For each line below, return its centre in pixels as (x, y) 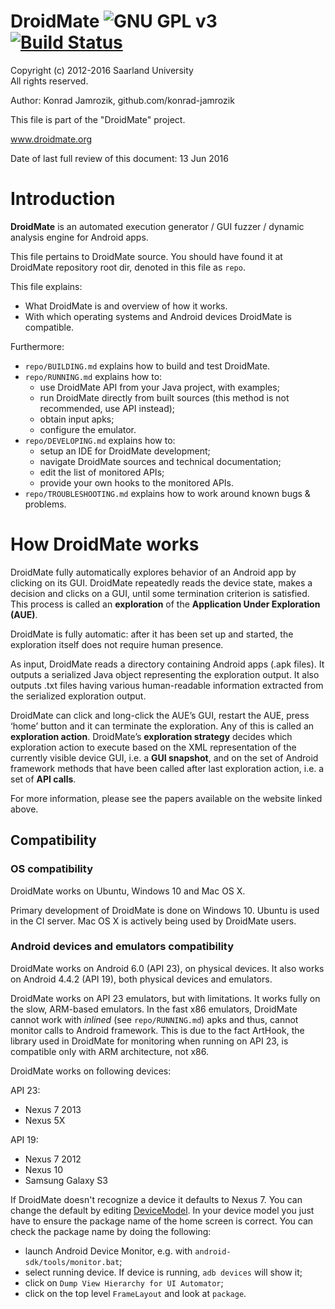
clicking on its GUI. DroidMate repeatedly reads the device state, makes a (161, 582)
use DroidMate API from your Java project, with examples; (159, 387)
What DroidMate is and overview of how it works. (126, 306)
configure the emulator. (88, 429)
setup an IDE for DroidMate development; (125, 451)
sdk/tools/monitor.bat (72, 1262)
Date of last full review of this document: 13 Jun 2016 (119, 158)
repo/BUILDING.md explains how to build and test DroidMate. (147, 366)
